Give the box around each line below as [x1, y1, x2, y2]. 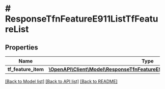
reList [5, 24, 29, 35]
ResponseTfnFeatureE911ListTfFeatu [5, 13, 159, 24]
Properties [5, 43, 38, 51]
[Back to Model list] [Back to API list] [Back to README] [5, 79, 118, 84]
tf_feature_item [7, 66, 44, 72]
